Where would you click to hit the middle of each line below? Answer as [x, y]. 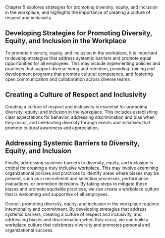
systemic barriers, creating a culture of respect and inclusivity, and [74, 214]
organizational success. [29, 230]
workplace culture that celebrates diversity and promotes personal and [78, 225]
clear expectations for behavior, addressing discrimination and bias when [80, 117]
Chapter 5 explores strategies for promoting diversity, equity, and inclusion [82, 7]
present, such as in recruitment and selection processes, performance [77, 179]
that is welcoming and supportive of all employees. [57, 194]
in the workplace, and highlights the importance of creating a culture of [78, 12]
